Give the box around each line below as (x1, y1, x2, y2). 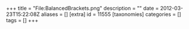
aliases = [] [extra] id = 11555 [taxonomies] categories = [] (41, 11, 181, 18)
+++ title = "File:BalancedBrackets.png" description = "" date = (6, 5, 160, 11)
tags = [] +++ (6, 17, 39, 23)
